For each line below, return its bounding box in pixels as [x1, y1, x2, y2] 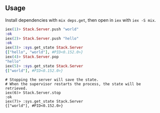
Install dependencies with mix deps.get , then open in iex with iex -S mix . [5, 17, 156, 23]
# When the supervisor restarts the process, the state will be [5, 81, 141, 86]
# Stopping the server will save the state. [5, 77, 99, 82]
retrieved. [5, 86, 28, 91]
